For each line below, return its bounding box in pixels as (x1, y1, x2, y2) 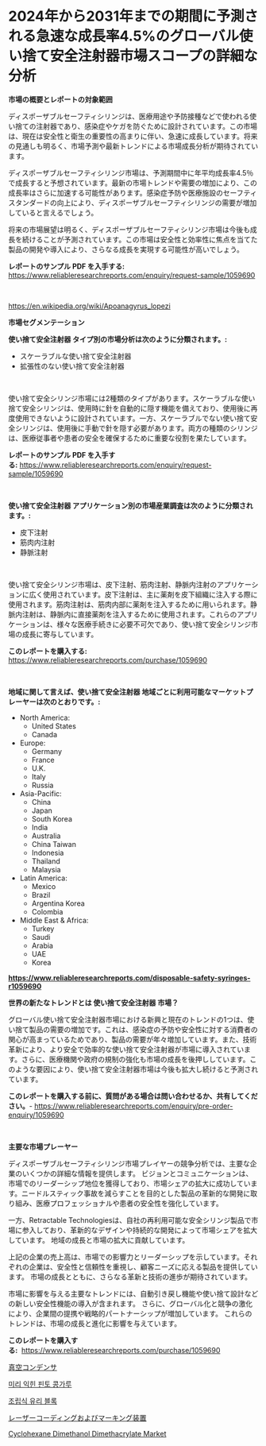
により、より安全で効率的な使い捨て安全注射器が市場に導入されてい (21, 1044, 245, 1054)
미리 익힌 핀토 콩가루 (8, 1379, 72, 1389)
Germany (31, 746, 62, 756)
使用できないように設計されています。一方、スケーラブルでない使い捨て (14, 413, 251, 423)
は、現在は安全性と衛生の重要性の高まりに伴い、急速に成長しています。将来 (8, 131, 258, 141)
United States (31, 721, 77, 731)
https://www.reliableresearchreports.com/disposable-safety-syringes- (8, 972, 251, 982)
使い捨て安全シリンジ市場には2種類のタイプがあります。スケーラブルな (8, 393, 242, 403)
